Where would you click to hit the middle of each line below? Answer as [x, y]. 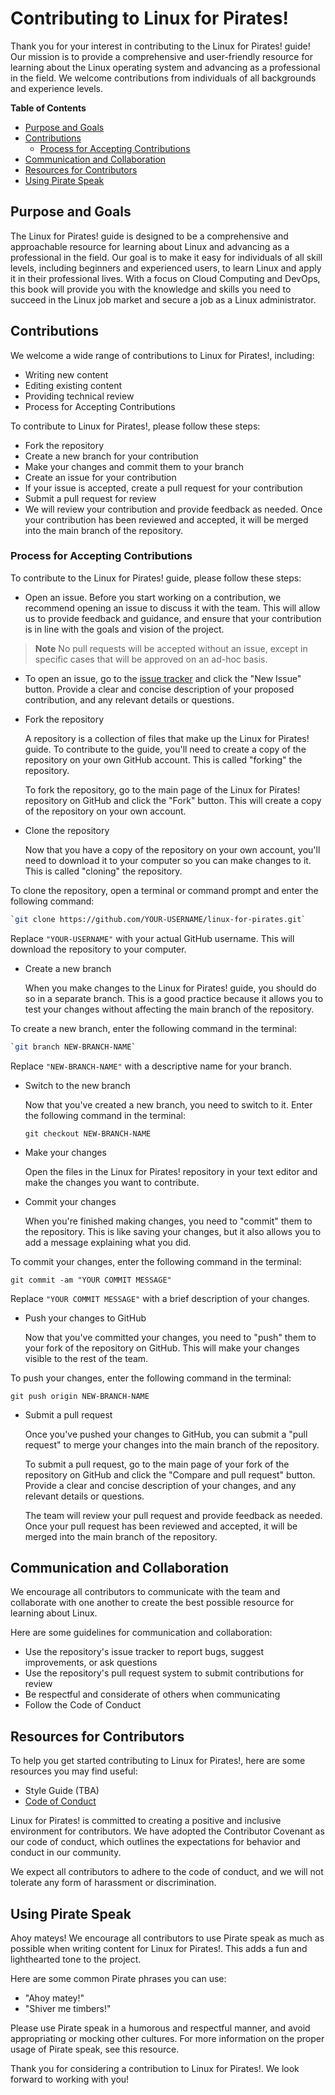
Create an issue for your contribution [100, 477]
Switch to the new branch [77, 1085]
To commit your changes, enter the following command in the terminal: [156, 1261]
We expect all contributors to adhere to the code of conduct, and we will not [167, 1872]
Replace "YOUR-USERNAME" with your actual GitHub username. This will [152, 938]
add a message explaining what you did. [108, 1242]
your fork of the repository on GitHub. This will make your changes [162, 1348]
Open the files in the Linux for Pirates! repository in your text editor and [171, 1171]
